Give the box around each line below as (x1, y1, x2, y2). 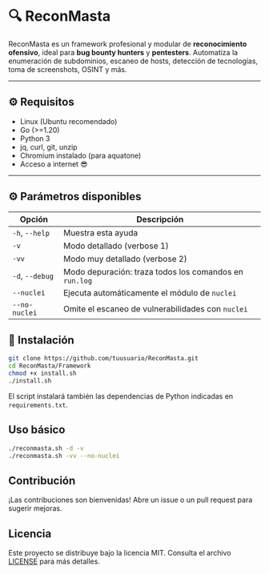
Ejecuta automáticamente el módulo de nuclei (62, 287, 237, 298)
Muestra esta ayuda (62, 227, 139, 238)
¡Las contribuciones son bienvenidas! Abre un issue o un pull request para (8, 495, 253, 505)
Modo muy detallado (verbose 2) (62, 253, 187, 264)
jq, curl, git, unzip (19, 142, 78, 151)
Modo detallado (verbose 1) (62, 240, 170, 251)
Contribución (8, 474, 76, 488)
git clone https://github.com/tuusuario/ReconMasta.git (8, 355, 199, 363)
